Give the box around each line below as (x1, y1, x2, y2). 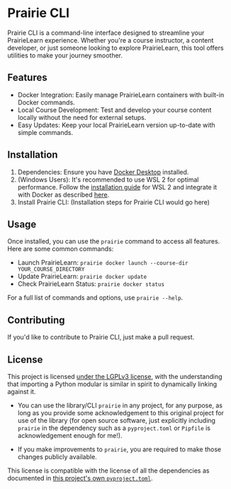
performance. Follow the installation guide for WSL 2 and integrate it (17, 182, 218, 191)
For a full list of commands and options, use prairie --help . (7, 293, 184, 302)
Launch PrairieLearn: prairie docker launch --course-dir (17, 258, 188, 267)
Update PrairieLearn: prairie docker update (17, 272, 147, 281)
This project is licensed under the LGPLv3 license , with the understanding (7, 373, 222, 380)
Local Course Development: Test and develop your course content (17, 105, 212, 114)
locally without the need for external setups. (17, 113, 147, 121)
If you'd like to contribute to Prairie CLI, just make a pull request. (7, 333, 195, 341)
